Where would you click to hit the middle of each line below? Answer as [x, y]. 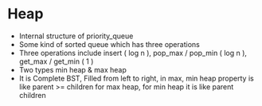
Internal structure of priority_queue [76, 36]
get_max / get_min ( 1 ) [56, 61]
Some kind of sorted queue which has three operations [109, 44]
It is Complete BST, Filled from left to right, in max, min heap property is [136, 78]
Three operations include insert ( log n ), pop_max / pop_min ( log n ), [133, 53]
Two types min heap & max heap [72, 69]
